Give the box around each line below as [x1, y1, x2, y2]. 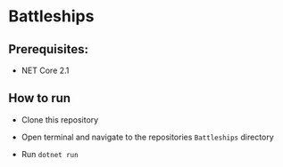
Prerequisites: [8, 42, 88, 57]
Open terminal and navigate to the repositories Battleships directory [21, 131, 274, 142]
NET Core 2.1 [21, 65, 70, 76]
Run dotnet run [21, 148, 79, 159]
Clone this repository [21, 114, 99, 125]
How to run [8, 91, 71, 106]
